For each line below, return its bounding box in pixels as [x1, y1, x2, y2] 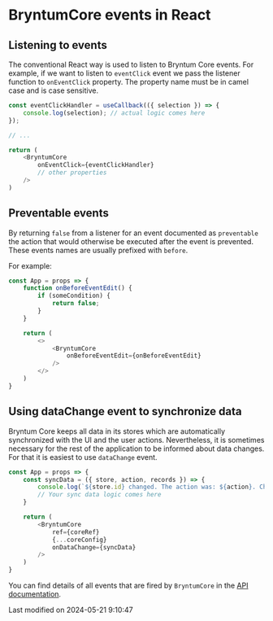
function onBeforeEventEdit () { [23, 284, 132, 292]
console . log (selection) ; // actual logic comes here [23, 108, 206, 117]
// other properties [37, 168, 107, 177]
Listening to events [8, 38, 107, 52]
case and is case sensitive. [8, 85, 99, 95]
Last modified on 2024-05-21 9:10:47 [8, 605, 133, 614]
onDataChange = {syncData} [51, 543, 136, 551]
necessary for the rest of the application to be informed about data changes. [8, 444, 265, 453]
